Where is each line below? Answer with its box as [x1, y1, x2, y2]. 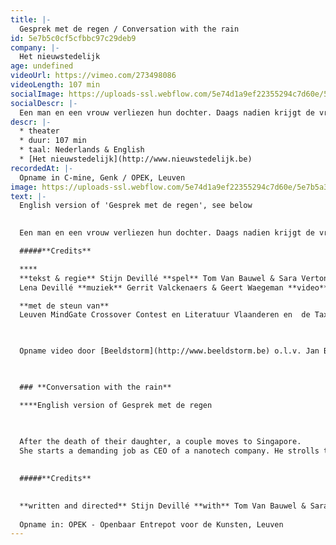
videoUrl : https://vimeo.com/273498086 [10, 71, 177, 81]
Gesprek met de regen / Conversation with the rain [19, 24, 240, 34]
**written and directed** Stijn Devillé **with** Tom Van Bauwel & [19, 501, 307, 511]
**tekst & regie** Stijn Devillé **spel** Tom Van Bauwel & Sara [19, 273, 298, 283]
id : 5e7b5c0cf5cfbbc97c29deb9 [10, 33, 137, 43]
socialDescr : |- [10, 98, 78, 108]
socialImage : [10, 89, 65, 99]
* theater [19, 126, 60, 136]
